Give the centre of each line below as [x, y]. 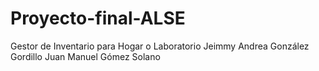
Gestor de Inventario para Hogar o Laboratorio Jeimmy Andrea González [160, 46]
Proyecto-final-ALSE [98, 18]
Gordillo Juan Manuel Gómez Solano [85, 56]
